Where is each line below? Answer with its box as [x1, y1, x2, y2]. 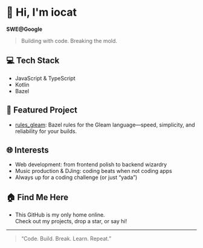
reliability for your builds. [14, 127, 77, 135]
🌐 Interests [6, 145, 50, 155]
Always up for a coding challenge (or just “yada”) [14, 174, 138, 181]
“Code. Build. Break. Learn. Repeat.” [21, 235, 112, 243]
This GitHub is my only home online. [14, 211, 105, 218]
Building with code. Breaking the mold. [21, 37, 118, 44]
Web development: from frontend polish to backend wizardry [14, 161, 167, 168]
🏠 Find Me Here [6, 192, 69, 202]
